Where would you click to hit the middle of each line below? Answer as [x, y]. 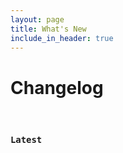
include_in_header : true [62, 38]
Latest [26, 140]
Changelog [57, 87]
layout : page [37, 19]
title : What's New [48, 29]
